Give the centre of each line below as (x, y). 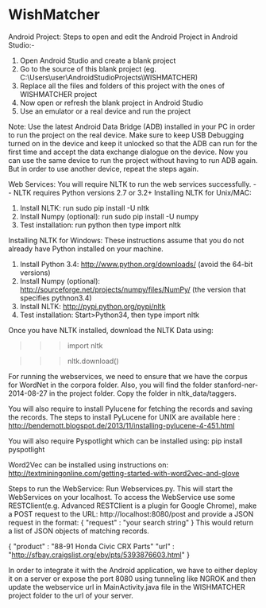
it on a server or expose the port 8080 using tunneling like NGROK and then (132, 579)
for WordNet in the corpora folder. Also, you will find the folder (110, 385)
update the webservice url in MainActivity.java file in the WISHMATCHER (127, 587)
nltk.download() (93, 361)
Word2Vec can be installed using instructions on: (89, 465)
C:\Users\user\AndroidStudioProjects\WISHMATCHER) (109, 77)
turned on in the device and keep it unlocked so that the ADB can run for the (133, 143)
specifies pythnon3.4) (56, 298)
